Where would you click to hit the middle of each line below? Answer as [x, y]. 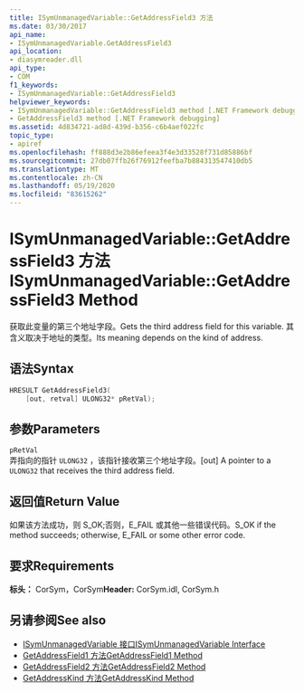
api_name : [28, 34]
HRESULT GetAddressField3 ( [60, 390]
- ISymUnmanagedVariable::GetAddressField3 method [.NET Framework [139, 110]
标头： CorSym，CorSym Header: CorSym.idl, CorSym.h [114, 589]
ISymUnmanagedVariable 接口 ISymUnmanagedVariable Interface [144, 644]
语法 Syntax [42, 369]
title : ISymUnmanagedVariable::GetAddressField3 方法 [112, 18]
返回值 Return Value [65, 502]
